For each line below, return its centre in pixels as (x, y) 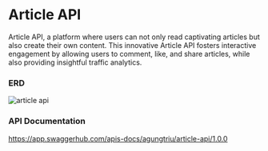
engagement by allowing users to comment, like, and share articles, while (129, 54)
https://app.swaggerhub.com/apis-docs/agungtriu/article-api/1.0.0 (118, 138)
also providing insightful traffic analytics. (75, 62)
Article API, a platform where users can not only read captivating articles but (134, 37)
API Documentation (47, 121)
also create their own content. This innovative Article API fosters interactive (132, 45)
